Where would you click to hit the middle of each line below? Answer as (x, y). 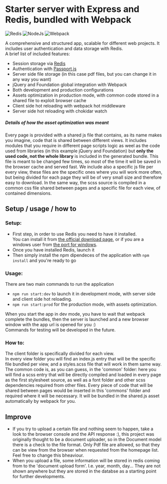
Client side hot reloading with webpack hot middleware (69, 106)
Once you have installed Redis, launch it (53, 249)
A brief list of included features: (38, 54)
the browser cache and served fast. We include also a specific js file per (79, 167)
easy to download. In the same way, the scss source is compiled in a (76, 182)
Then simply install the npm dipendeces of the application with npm (81, 255)
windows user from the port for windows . (55, 244)
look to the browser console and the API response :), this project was (83, 434)
